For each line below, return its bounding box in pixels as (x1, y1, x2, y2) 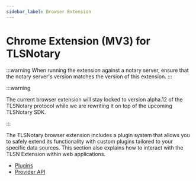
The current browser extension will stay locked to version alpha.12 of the (6, 96, 183, 103)
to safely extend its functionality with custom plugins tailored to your (6, 138, 173, 145)
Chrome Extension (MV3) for (6, 34, 151, 47)
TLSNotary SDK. (6, 108, 46, 116)
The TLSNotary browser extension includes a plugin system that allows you (6, 131, 191, 138)
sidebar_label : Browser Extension (6, 8, 92, 15)
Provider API (14, 168, 46, 175)
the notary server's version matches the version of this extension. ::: (6, 72, 173, 80)
